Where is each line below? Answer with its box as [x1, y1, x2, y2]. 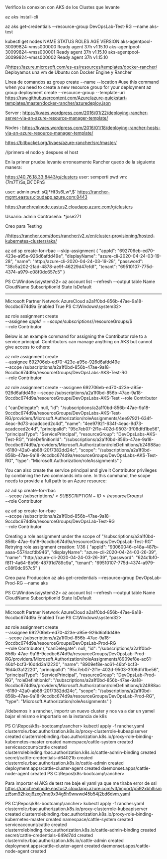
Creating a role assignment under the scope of [5, 533, 101, 539]
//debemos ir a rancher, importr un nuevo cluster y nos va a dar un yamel [5, 708, 155, 714]
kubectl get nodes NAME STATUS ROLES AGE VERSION [5, 38, 120, 44]
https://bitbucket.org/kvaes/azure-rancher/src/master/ [5, 140, 117, 145]
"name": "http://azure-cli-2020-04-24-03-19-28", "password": [14, 259, 144, 264]
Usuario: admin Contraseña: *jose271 [5, 214, 82, 219]
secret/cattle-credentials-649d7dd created [5, 832, 93, 838]
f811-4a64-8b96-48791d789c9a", [5, 560, 75, 566]
